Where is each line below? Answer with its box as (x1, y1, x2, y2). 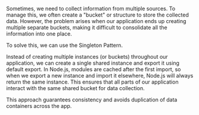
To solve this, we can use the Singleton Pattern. (6, 41, 123, 49)
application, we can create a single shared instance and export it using (6, 59, 180, 66)
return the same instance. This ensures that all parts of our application (6, 78, 179, 85)
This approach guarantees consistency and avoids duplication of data (6, 96, 178, 103)
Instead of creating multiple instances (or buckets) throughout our (6, 53, 168, 60)
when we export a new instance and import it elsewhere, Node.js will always (6, 72, 194, 79)
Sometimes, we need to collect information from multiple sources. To (6, 5, 176, 12)
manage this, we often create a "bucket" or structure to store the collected (6, 11, 189, 18)
